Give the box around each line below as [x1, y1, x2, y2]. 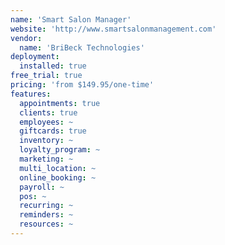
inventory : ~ [19, 136, 74, 146]
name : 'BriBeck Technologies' [19, 42, 145, 53]
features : [10, 89, 52, 99]
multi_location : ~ [19, 163, 97, 173]
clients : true [19, 107, 78, 118]
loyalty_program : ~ [19, 145, 101, 155]
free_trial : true [10, 71, 83, 81]
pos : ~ [19, 191, 47, 201]
